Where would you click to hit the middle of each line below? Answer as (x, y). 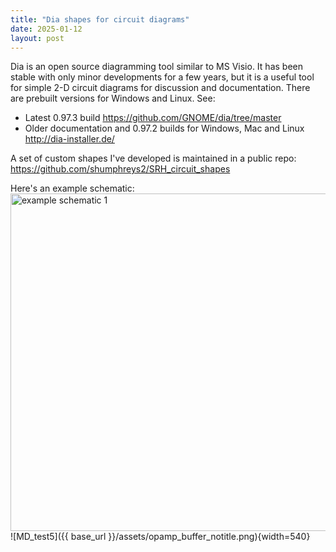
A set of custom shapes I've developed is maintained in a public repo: (153, 158)
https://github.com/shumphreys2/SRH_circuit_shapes (120, 169)
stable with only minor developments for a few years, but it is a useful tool (162, 77)
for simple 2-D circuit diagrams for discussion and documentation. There (160, 88)
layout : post (37, 38)
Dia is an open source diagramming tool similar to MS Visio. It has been (156, 67)
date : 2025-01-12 (46, 29)
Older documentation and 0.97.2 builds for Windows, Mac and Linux (164, 128)
